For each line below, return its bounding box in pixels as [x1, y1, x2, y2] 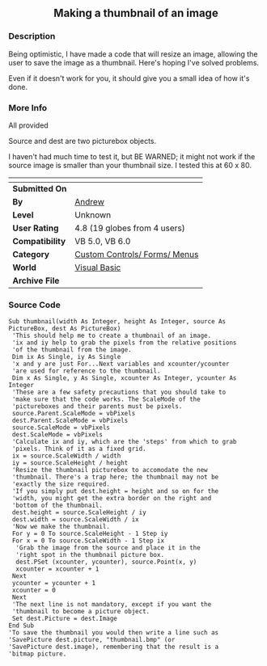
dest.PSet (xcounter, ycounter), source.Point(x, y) [15, 558, 197, 567]
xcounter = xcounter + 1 [15, 565, 100, 573]
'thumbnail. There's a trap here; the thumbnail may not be [11, 473, 219, 482]
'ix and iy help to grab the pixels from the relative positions [11, 339, 237, 347]
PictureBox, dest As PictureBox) [8, 325, 121, 333]
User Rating [12, 222, 59, 234]
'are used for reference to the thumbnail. [11, 367, 161, 375]
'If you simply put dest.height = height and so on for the [11, 487, 219, 495]
